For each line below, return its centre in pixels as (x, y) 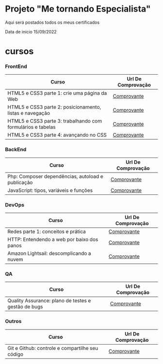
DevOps (15, 205)
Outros (13, 321)
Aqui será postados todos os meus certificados (52, 22)
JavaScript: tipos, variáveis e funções (50, 190)
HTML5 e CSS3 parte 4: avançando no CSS (57, 135)
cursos (19, 51)
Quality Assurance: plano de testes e (49, 301)
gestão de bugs (25, 307)
